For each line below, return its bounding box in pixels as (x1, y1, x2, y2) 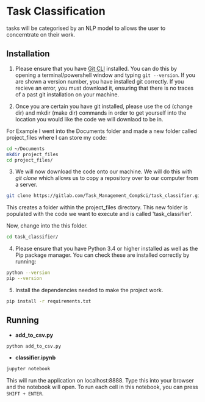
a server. (15, 181, 38, 188)
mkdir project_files (6, 151, 59, 157)
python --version (6, 270, 51, 276)
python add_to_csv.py (6, 343, 62, 349)
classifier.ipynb (15, 354, 56, 361)
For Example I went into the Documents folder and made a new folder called (6, 127, 197, 135)
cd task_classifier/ (6, 234, 59, 240)
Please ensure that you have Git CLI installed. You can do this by (15, 65, 178, 72)
